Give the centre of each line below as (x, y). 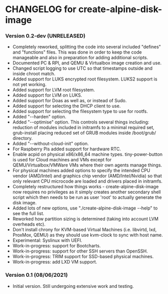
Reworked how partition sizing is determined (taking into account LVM (86, 219)
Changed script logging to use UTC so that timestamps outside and (82, 68)
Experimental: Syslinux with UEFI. (47, 240)
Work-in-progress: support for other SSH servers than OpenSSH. (80, 251)
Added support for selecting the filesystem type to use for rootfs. (80, 111)
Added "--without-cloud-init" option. (51, 144)
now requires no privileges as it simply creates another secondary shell (87, 192)
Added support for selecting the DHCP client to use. (67, 106)
